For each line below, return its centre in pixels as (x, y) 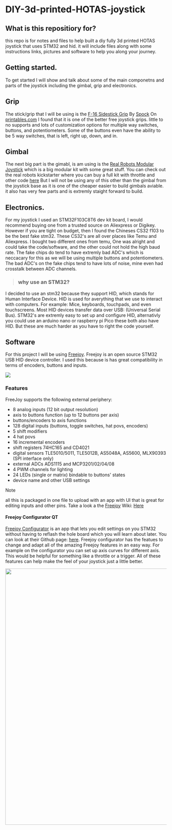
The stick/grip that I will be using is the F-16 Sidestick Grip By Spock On (81, 114)
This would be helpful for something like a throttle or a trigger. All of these (83, 556)
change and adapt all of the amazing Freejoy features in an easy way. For (82, 545)
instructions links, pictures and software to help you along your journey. (81, 52)
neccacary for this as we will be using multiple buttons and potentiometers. (84, 258)
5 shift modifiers (30, 431)
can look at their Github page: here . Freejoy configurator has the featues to (84, 539)
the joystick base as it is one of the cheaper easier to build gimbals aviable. (84, 186)
